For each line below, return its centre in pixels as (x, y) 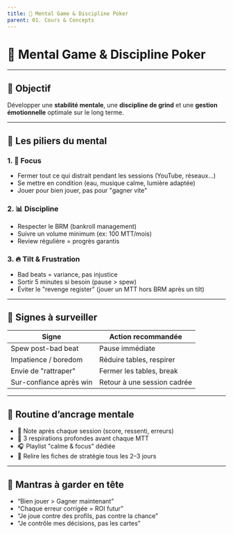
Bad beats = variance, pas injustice (67, 274)
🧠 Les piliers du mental (57, 140)
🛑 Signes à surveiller (52, 317)
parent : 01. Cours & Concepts (51, 20)
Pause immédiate (128, 349)
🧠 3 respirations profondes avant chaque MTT (83, 438)
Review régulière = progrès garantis (68, 241)
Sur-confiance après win (52, 382)
